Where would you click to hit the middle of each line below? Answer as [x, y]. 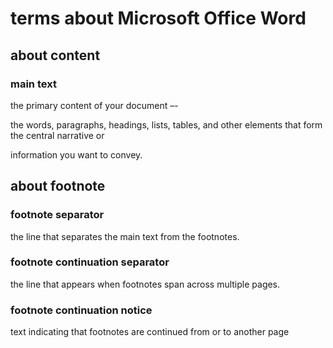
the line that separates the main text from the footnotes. [125, 236]
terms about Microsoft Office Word [158, 18]
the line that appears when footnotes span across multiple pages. [145, 284]
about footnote [58, 186]
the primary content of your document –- [94, 105]
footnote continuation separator [90, 262]
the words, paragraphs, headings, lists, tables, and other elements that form [166, 124]
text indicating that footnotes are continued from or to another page [150, 332]
